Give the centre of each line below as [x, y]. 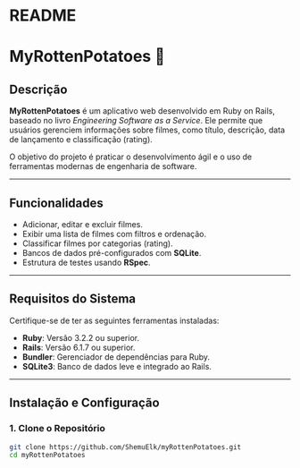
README [43, 16]
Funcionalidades [57, 203]
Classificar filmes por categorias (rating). [97, 243]
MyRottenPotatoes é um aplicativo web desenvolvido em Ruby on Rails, [142, 111]
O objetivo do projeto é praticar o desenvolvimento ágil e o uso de [131, 157]
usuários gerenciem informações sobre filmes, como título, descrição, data [147, 130]
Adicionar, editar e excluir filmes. [82, 224]
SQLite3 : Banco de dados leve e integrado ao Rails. [117, 366]
